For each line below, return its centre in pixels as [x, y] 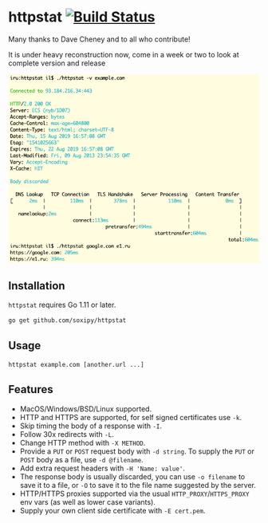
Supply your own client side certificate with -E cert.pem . [112, 510]
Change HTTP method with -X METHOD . [83, 442]
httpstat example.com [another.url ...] [77, 364]
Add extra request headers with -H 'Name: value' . [102, 468]
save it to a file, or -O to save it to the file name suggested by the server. [138, 485]
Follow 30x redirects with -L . [67, 434]
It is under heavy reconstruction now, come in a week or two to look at [124, 54]
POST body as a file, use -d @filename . [81, 459]
